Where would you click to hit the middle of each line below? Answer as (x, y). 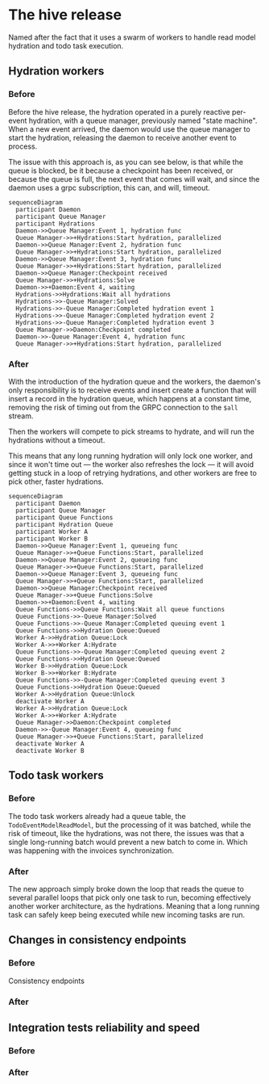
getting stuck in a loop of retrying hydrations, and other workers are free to (133, 473)
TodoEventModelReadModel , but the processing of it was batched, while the (130, 825)
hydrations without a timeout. (57, 440)
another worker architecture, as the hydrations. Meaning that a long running (134, 905)
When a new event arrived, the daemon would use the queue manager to (130, 129)
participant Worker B (52, 539)
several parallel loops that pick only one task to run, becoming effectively (130, 897)
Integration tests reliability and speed (104, 1027)
